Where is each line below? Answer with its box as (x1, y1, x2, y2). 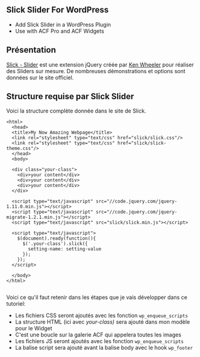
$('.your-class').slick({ (22, 241, 88, 247)
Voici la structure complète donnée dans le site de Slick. (6, 107, 147, 114)
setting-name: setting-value (28, 246, 102, 252)
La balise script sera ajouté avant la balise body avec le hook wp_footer (15, 344, 193, 352)
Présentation (6, 45, 56, 55)
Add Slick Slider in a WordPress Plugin (15, 21, 111, 28)
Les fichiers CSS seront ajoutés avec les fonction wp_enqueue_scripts (15, 312, 188, 319)
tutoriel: (6, 300, 26, 307)
